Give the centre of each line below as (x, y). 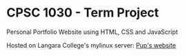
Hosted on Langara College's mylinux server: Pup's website (91, 45)
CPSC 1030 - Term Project (83, 13)
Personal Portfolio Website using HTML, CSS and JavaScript (92, 32)
